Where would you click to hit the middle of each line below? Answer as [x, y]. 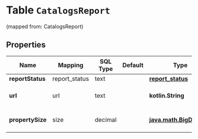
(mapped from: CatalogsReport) [45, 26]
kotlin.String [167, 96]
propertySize [28, 120]
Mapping [71, 65]
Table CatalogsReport [58, 10]
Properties [26, 45]
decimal [105, 120]
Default [133, 65]
